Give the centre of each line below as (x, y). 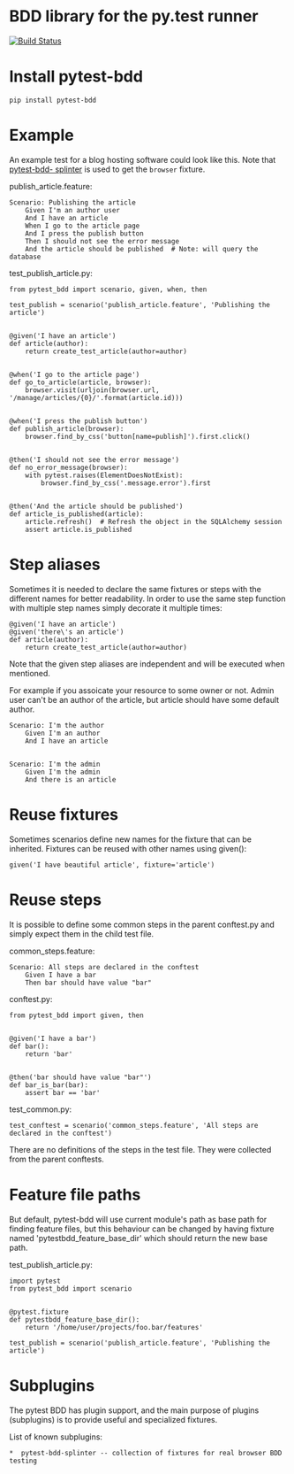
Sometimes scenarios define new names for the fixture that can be (130, 839)
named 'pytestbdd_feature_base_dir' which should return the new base (139, 1238)
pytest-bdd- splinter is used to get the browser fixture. (107, 169)
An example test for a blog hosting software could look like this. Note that (143, 159)
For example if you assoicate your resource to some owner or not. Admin (142, 690)
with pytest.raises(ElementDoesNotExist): (104, 475)
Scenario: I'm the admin (55, 764)
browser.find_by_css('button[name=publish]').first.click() (138, 436)
